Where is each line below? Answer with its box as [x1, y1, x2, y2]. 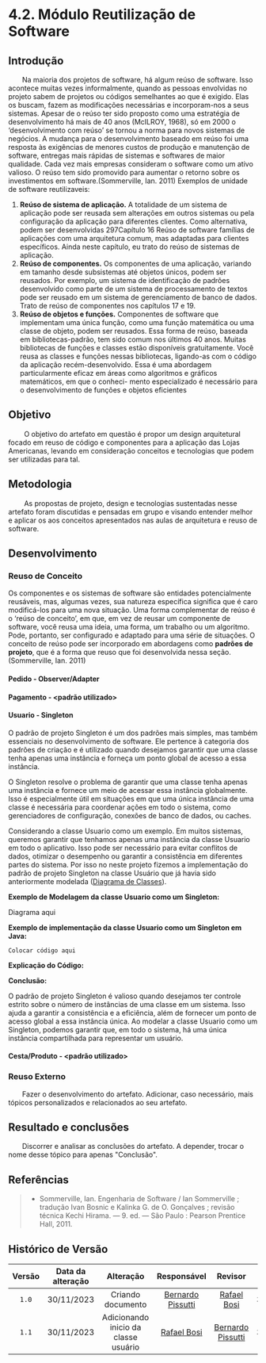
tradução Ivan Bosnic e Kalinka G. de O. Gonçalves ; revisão [39, 1203, 235, 1212]
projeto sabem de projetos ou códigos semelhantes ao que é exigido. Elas [8, 92, 249, 101]
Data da [55, 1266, 86, 1277]
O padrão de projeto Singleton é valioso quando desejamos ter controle [8, 991, 241, 1001]
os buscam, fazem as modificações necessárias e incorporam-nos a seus [8, 101, 249, 109]
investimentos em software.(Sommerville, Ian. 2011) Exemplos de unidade [8, 176, 248, 186]
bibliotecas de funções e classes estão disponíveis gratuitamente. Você [19, 343, 254, 352]
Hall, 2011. [39, 1219, 73, 1229]
